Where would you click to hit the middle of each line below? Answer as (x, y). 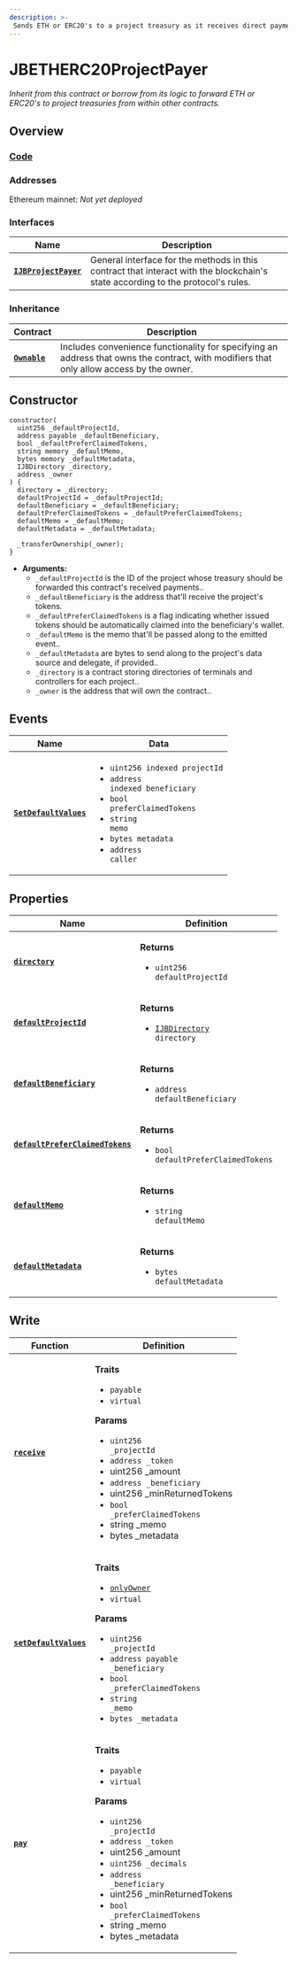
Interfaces (32, 222)
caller (124, 859)
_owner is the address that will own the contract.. (123, 691)
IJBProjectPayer (48, 271)
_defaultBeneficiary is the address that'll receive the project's (149, 597)
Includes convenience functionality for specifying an (169, 346)
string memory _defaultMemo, (71, 452)
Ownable (30, 358)
